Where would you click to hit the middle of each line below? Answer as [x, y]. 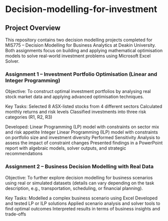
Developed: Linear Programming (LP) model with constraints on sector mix [82, 127]
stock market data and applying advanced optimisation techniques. [75, 97]
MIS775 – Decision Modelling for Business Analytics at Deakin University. [81, 45]
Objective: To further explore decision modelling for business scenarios [79, 177]
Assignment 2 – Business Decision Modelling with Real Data [79, 167]
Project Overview [33, 28]
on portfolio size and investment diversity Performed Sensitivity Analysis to [83, 138]
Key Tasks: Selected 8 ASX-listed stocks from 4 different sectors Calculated [84, 106]
